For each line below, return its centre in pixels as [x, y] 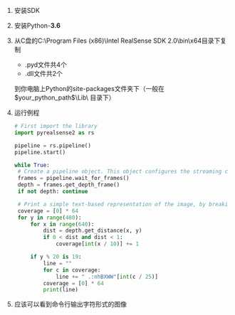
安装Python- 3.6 [37, 26]
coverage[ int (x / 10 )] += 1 [98, 244]
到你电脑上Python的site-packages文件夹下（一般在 [89, 89]
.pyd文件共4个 [46, 65]
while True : [32, 165]
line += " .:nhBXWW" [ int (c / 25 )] [107, 277]
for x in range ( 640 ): [62, 224]
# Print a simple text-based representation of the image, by [112, 204]
